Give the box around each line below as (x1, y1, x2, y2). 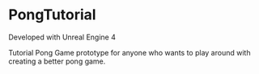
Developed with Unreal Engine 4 (8, 32, 116, 42)
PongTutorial (8, 6, 96, 24)
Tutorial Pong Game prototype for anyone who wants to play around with (8, 47, 251, 57)
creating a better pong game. (8, 56, 106, 66)
